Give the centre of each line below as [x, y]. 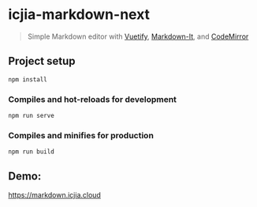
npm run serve [32, 116]
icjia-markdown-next [79, 15]
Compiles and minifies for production [81, 135]
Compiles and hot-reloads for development [93, 99]
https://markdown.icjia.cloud [54, 195]
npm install [28, 79]
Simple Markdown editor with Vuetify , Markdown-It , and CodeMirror [138, 36]
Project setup [42, 61]
